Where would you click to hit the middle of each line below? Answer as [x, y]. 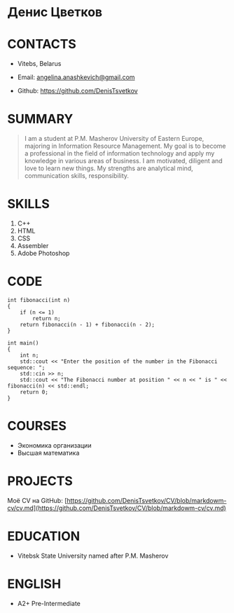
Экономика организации [54, 445]
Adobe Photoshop [43, 253]
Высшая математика [48, 453]
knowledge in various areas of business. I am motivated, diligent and [123, 161]
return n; [47, 318]
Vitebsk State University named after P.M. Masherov [93, 556]
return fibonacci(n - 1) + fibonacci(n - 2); [88, 324]
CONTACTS [42, 44]
